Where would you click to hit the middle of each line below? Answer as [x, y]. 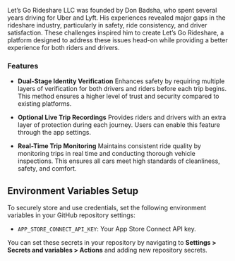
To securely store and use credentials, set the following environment [107, 208]
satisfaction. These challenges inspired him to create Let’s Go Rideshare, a [116, 32]
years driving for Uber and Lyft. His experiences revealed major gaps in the [116, 18]
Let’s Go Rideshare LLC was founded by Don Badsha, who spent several [112, 10]
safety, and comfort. [47, 169]
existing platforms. [44, 104]
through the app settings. [54, 133]
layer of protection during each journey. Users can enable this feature [119, 125]
